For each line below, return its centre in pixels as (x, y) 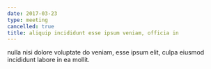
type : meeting (28, 20)
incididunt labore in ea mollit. (49, 60)
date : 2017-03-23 (32, 13)
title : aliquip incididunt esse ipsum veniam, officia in (93, 33)
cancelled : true (31, 26)
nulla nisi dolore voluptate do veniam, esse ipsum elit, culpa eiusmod (106, 52)
